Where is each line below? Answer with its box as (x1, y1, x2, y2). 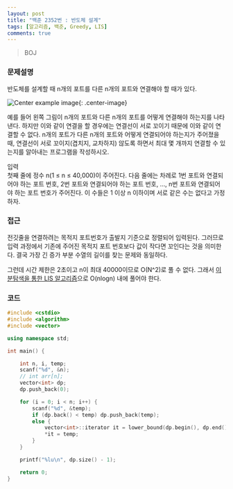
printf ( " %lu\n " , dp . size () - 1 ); (19, 456, 116, 463)
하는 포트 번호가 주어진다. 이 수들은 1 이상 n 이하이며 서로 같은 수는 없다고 (14, 189, 213, 197)
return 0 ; (19, 469, 49, 476)
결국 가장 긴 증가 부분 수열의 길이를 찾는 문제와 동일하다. (16, 250, 168, 259)
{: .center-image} (78, 98, 128, 106)
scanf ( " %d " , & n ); (19, 367, 70, 374)
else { (32, 418, 51, 425)
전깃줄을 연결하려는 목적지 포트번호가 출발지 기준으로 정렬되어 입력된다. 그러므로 (7, 233, 224, 241)
